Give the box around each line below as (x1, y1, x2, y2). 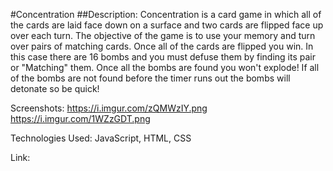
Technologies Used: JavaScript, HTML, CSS (10, 132, 192, 144)
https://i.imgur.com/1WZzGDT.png (10, 113, 151, 124)
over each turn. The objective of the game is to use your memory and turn (10, 30, 316, 41)
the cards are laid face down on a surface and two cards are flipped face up (10, 19, 324, 31)
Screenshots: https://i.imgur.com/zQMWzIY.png (10, 102, 208, 114)
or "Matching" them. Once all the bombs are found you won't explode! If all (10, 62, 320, 73)
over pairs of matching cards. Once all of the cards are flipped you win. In (10, 40, 314, 52)
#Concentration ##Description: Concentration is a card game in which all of (10, 9, 322, 20)
